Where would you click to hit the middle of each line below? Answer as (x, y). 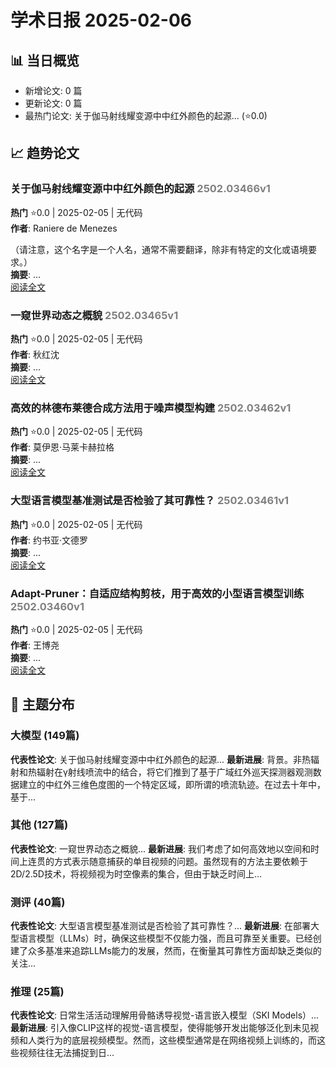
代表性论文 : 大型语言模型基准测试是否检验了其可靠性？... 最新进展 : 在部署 (160, 926)
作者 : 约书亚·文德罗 (49, 540)
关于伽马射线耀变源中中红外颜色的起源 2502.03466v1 (140, 189)
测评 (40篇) (38, 902)
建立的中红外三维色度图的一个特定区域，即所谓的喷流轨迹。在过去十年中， (172, 784)
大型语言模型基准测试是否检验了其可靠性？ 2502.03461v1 (150, 501)
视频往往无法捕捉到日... (66, 1053)
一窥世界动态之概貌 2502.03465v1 (94, 315)
